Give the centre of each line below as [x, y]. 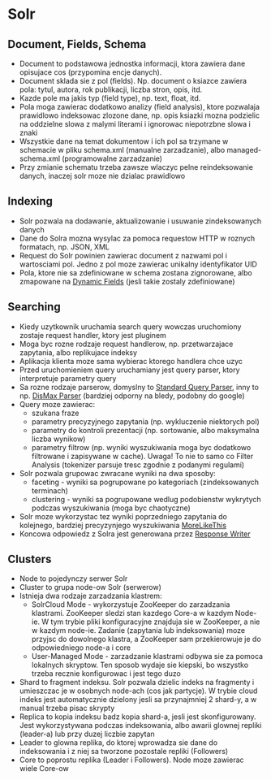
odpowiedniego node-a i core [81, 648]
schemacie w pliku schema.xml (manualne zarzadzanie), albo [122, 150]
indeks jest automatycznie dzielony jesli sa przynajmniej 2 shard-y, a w [138, 700]
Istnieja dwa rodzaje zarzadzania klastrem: [90, 596]
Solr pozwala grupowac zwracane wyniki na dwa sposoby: [117, 473]
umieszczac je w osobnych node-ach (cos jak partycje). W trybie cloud [138, 691]
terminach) [49, 490]
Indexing [30, 201]
